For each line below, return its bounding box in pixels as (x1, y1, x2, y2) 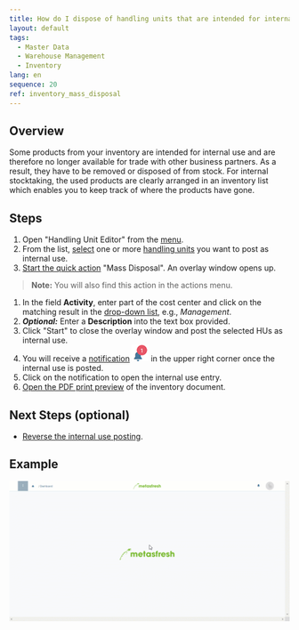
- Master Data (17, 43, 69, 52)
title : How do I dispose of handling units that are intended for (9, 14, 261, 23)
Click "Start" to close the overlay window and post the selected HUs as (21, 326, 283, 336)
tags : (9, 33, 29, 42)
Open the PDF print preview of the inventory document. (21, 382, 226, 392)
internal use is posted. (21, 363, 104, 374)
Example (9, 456, 59, 472)
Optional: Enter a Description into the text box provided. (21, 316, 230, 327)
